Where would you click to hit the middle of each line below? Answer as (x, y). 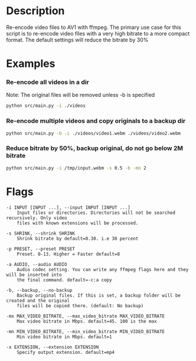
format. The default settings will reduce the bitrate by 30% (77, 40)
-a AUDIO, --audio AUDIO (37, 264)
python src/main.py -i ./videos (46, 106)
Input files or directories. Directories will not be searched (96, 213)
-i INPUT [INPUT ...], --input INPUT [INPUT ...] (68, 207)
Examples (31, 64)
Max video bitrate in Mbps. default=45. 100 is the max (87, 321)
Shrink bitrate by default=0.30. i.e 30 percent (78, 238)
